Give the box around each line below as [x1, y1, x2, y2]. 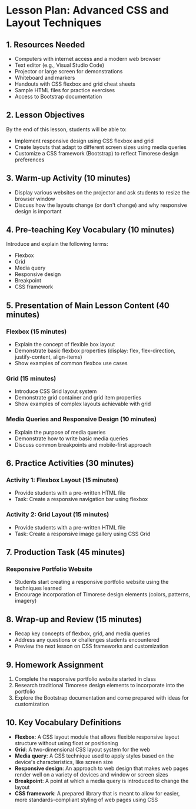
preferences [14, 156, 45, 163]
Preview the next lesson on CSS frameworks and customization [14, 642, 169, 650]
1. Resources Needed [6, 40, 85, 50]
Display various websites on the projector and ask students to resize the [14, 189, 190, 196]
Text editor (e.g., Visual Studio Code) [14, 61, 105, 69]
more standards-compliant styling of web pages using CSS [14, 796, 158, 803]
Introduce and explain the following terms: [6, 241, 109, 248]
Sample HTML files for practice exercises [14, 87, 115, 93]
